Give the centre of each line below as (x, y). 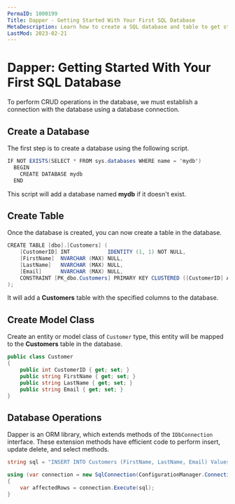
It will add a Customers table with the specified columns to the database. (113, 298)
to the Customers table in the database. (65, 344)
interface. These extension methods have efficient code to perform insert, (114, 442)
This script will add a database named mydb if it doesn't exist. (97, 194)
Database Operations (55, 418)
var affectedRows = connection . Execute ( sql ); (87, 488)
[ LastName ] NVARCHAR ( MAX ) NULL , (72, 265)
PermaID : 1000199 (33, 14)
